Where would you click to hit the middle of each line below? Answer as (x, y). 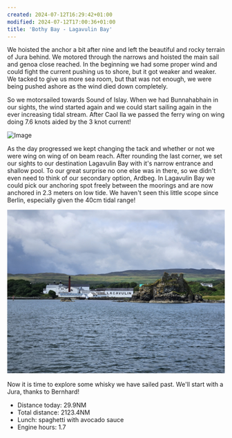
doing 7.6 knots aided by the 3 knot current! (69, 122)
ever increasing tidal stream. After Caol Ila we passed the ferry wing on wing (116, 115)
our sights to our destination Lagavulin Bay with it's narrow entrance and (110, 163)
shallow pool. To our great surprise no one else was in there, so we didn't (112, 171)
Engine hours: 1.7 (41, 427)
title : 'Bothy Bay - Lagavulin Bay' (60, 29)
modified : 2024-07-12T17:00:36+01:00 (61, 22)
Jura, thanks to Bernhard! (43, 392)
